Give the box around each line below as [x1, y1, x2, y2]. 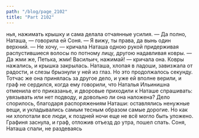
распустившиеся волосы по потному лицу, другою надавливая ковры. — [6, 49, 192, 56]
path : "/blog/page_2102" [6, 8, 68, 15]
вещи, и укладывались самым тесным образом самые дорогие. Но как [6, 106, 188, 113]
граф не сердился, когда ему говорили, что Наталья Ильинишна [6, 81, 170, 88]
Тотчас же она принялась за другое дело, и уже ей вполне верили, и [6, 75, 182, 82]
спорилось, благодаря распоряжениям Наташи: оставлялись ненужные [6, 100, 190, 107]
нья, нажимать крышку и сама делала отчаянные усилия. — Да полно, [6, 30, 187, 37]
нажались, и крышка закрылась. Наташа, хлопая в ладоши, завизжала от [6, 62, 193, 69]
